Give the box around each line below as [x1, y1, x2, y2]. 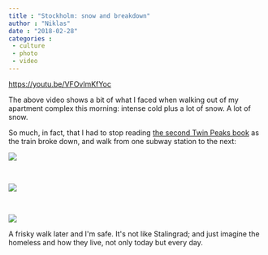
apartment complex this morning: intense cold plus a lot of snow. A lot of [8, 103, 252, 113]
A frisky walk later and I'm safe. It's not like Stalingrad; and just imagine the [8, 228, 260, 239]
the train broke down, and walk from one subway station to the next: [8, 136, 237, 146]
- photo [11, 49, 38, 57]
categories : [8, 34, 53, 43]
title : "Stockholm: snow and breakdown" [8, 11, 151, 20]
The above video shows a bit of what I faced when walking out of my [8, 95, 239, 104]
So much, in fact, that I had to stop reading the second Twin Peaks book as [8, 127, 260, 138]
